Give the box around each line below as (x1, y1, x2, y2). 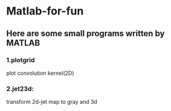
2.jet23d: (6, 84, 34, 93)
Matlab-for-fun (6, 4, 84, 18)
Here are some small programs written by (6, 28, 165, 39)
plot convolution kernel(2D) (6, 69, 74, 77)
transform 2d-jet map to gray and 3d (6, 98, 98, 106)
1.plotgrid (6, 55, 35, 64)
